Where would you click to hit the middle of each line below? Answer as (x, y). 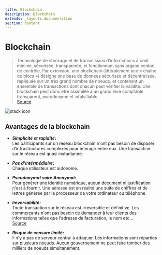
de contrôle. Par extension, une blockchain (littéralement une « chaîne (87, 71)
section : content (22, 23)
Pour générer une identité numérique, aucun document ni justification (81, 183)
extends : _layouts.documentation (39, 18)
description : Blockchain (30, 14)
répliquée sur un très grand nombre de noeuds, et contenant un (80, 81)
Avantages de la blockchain (48, 127)
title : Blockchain (23, 9)
